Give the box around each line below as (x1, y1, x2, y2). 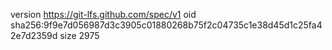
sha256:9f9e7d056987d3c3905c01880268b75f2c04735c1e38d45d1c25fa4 (10, 19, 323, 31)
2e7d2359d (10, 30, 58, 41)
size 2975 (59, 30, 100, 41)
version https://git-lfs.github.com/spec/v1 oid (10, 9, 197, 20)
